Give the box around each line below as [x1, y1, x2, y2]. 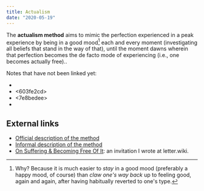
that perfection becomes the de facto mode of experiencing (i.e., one [6, 52, 180, 59]
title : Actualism [6, 8, 50, 15]
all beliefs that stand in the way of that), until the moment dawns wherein [6, 45, 188, 52]
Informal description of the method [15, 141, 103, 148]
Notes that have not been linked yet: [6, 70, 97, 77]
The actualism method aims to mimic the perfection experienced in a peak [6, 31, 194, 38]
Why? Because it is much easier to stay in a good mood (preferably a [15, 164, 188, 172]
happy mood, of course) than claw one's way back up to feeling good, [15, 171, 191, 178]
